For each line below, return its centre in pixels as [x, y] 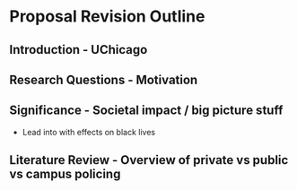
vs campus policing [65, 174]
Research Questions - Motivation [104, 79]
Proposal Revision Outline [107, 17]
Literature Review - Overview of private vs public [149, 160]
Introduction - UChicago [79, 50]
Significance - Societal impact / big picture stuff [146, 111]
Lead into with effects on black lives [88, 132]
